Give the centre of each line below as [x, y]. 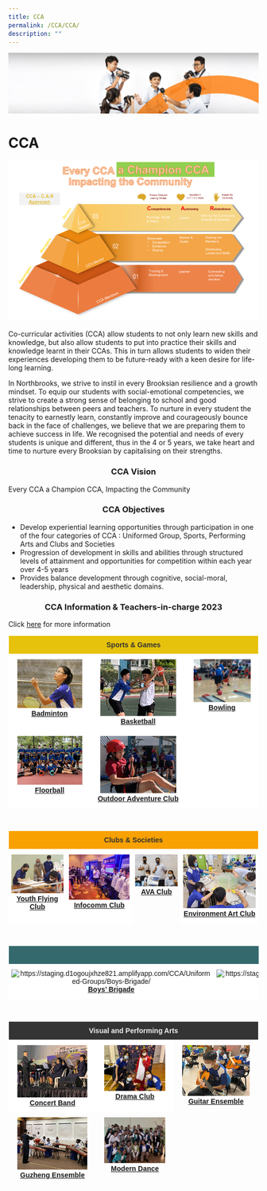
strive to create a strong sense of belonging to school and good [112, 400]
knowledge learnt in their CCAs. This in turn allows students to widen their [130, 351]
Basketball [138, 722]
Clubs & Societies [133, 840]
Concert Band [52, 1103]
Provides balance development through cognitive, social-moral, [124, 578]
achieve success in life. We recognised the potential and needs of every [126, 434]
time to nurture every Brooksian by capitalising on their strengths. [116, 451]
